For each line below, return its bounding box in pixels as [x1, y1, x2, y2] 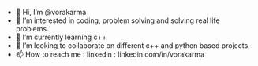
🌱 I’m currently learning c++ [15, 32, 107, 42]
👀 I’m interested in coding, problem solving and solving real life [15, 16, 220, 25]
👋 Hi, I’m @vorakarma [15, 8, 87, 16]
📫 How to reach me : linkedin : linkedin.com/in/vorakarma [15, 49, 205, 59]
